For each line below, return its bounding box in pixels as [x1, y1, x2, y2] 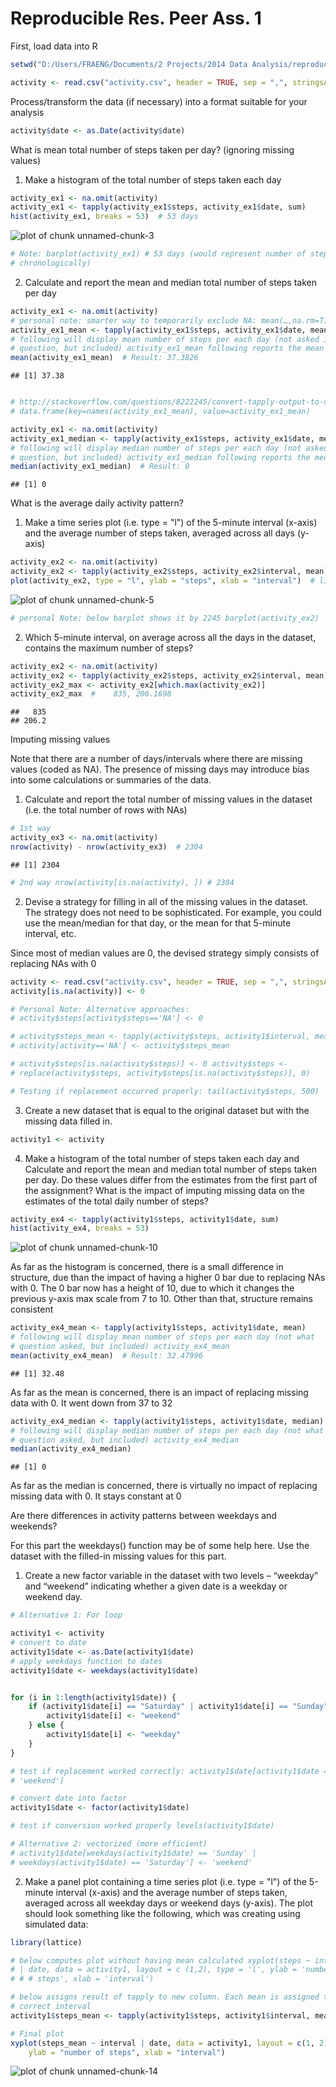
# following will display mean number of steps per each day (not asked [10, 334, 320, 344]
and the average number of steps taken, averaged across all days [24, 527, 295, 539]
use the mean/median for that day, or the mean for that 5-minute [24, 917, 292, 929]
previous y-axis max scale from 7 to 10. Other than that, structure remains [10, 1293, 313, 1305]
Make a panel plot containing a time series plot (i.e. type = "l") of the [24, 1875, 307, 1887]
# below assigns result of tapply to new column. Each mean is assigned [10, 1992, 320, 2002]
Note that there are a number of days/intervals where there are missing [10, 753, 303, 765]
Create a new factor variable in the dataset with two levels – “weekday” [24, 1570, 318, 1582]
